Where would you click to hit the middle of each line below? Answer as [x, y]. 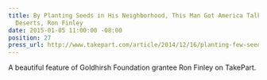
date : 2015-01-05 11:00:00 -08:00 [66, 30]
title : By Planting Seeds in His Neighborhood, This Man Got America [126, 15]
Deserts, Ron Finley [49, 23]
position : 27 [30, 38]
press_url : [26, 45]
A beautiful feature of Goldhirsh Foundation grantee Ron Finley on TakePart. [132, 67]
